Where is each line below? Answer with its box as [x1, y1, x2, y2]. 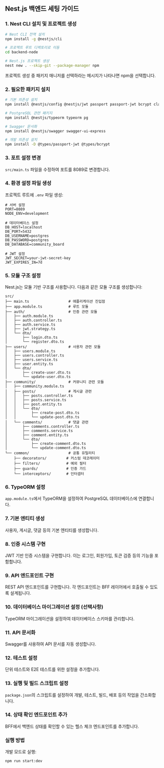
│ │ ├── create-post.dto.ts [5, 411, 80, 415]
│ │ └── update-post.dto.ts [5, 415, 80, 420]
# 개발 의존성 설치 [5, 137, 38, 143]
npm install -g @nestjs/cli [5, 36, 62, 42]
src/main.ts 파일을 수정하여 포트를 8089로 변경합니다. [5, 166, 110, 172]
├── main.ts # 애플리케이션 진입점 [5, 299, 105, 304]
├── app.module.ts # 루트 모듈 [5, 304, 89, 309]
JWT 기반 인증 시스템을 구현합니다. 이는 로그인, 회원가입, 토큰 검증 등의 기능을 [5, 553, 154, 559]
